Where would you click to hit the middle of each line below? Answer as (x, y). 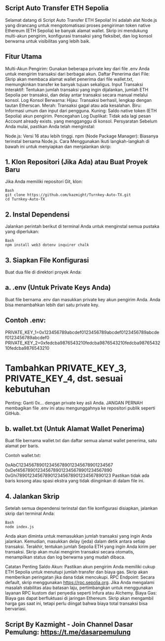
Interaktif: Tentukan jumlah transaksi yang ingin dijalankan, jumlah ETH (77, 90)
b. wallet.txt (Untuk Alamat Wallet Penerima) (75, 429)
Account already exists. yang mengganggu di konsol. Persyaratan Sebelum (81, 121)
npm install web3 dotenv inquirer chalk (47, 245)
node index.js (20, 527)
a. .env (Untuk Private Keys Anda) (58, 288)
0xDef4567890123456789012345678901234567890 (59, 470)
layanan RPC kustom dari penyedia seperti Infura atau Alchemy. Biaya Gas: (81, 593)
